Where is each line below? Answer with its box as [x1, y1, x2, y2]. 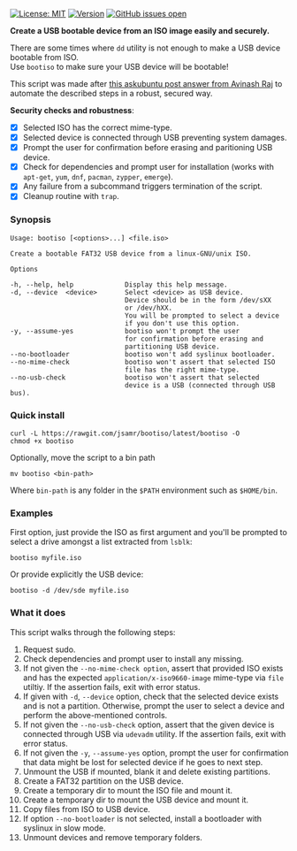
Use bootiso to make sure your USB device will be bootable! [10, 62, 229, 72]
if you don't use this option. [124, 318, 240, 327]
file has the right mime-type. [124, 365, 240, 374]
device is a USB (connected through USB [124, 380, 276, 389]
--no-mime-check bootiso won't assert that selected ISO [10, 357, 276, 366]
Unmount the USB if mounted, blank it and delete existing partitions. [22, 766, 270, 777]
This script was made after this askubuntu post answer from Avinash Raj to [10, 79, 283, 88]
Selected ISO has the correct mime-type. [22, 122, 173, 133]
